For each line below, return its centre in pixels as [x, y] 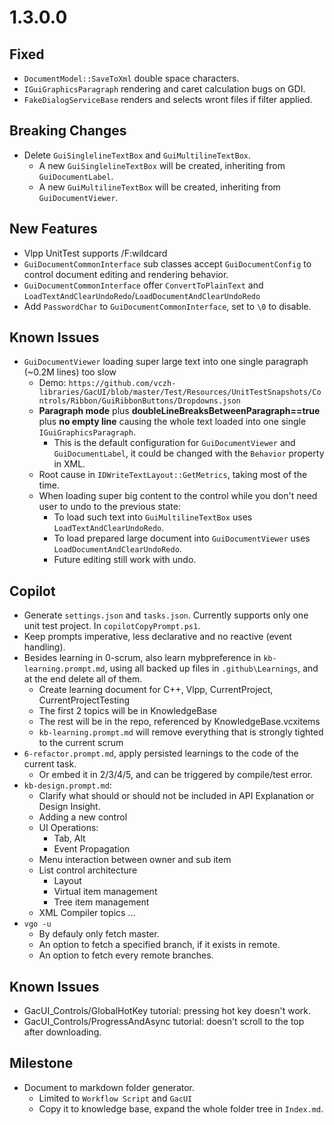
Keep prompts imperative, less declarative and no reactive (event [157, 637]
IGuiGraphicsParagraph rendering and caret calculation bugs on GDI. [164, 89]
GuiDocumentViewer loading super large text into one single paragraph [166, 362]
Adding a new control [83, 817]
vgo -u [37, 924]
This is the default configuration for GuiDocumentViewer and [174, 443]
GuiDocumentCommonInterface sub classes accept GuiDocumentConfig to [167, 263]
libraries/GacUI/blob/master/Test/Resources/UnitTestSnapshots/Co [180, 392]
